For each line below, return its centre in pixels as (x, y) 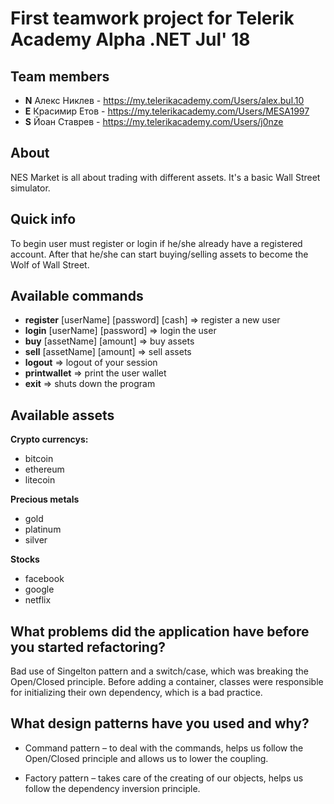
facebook (44, 579)
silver (36, 540)
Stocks (25, 559)
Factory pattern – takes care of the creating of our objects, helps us (164, 778)
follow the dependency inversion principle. (112, 788)
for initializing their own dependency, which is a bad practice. (136, 693)
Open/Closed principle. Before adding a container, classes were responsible (167, 682)
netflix (38, 600)
